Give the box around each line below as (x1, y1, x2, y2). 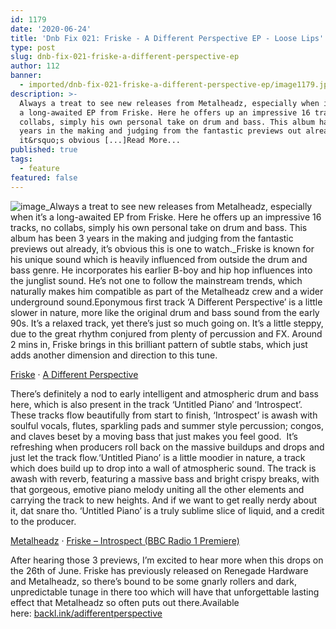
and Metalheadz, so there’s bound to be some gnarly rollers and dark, (10, 575, 297, 587)
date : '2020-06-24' (10, 24, 92, 34)
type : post (10, 42, 56, 53)
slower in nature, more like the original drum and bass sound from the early (10, 306, 320, 318)
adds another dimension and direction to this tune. (10, 349, 218, 361)
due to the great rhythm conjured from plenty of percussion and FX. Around (10, 327, 323, 340)
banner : (10, 71, 43, 81)
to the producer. (10, 515, 77, 527)
